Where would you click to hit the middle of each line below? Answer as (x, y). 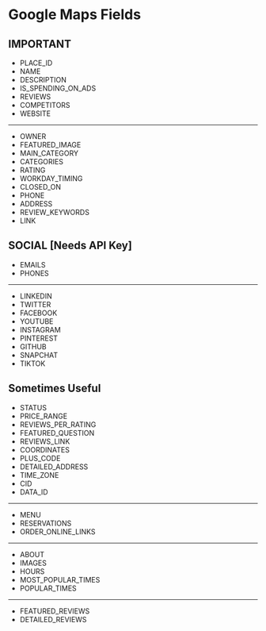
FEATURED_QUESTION (57, 433)
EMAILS (32, 264)
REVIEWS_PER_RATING (58, 424)
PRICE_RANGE (44, 416)
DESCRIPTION (43, 80)
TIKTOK (32, 364)
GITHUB (33, 346)
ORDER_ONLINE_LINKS (58, 531)
